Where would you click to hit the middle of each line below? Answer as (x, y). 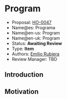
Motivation (22, 91)
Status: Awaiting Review (37, 43)
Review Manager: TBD (34, 59)
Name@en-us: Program (36, 33)
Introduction (24, 75)
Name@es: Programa (33, 27)
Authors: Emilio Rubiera (35, 54)
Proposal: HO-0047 (32, 22)
